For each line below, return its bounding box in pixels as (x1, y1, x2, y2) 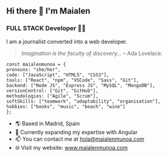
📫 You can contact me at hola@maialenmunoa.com (15, 135, 145, 143)
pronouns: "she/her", (6, 66, 61, 72)
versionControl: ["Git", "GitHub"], (6, 88, 99, 94)
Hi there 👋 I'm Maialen (6, 6, 91, 16)
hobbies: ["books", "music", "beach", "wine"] (6, 103, 126, 109)
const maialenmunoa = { (6, 61, 66, 67)
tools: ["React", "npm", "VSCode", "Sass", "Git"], (6, 77, 139, 83)
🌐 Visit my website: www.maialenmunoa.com (15, 144, 128, 151)
